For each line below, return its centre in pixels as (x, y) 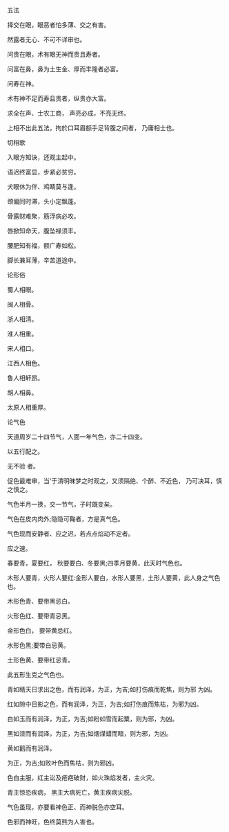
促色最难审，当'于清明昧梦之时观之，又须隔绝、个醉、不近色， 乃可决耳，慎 (115, 481)
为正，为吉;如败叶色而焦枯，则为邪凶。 (63, 763)
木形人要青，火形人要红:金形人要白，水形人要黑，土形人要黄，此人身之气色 (114, 578)
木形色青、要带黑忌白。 (40, 601)
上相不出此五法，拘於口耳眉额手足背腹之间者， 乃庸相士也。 (92, 128)
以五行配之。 (25, 451)
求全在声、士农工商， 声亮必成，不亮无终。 (68, 113)
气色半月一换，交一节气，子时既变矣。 (61, 504)
